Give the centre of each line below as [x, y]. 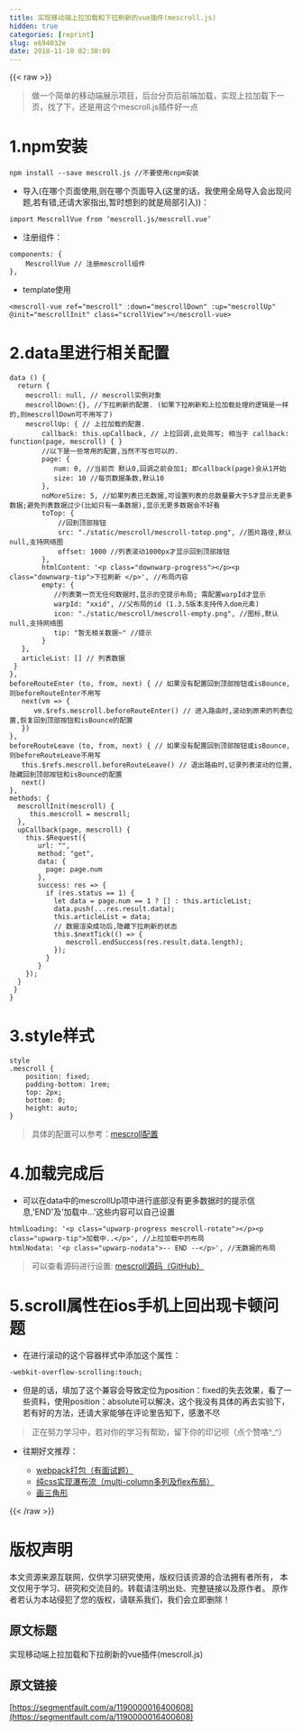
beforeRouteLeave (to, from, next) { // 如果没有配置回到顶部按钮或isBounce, [150, 746]
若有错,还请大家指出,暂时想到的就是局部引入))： [121, 202]
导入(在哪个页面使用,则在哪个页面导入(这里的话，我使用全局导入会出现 [153, 191]
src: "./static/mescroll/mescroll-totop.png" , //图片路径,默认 [174, 533]
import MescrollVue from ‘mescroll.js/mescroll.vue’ [110, 219]
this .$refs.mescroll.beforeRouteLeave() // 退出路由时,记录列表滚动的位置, [157, 765]
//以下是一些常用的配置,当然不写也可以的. [110, 451]
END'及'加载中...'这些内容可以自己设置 [105, 1212]
